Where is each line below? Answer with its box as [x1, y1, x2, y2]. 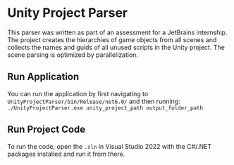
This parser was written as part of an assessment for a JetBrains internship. [7, 28, 228, 37]
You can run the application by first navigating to [7, 89, 149, 98]
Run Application [7, 71, 80, 83]
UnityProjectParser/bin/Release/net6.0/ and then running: [7, 97, 181, 105]
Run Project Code [7, 124, 86, 136]
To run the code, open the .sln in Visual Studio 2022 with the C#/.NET [7, 142, 212, 150]
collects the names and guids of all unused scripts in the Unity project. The [7, 43, 226, 51]
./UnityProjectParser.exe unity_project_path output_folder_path [7, 104, 203, 112]
